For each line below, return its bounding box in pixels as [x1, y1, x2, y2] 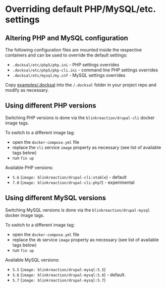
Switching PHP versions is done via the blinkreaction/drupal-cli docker [5, 115, 155, 120]
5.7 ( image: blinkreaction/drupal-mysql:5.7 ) [12, 277, 106, 283]
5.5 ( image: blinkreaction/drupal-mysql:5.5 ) [12, 266, 106, 272]
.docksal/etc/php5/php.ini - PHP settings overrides [12, 62, 119, 67]
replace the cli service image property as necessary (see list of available [12, 144, 162, 150]
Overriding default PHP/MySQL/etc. [5, 3, 156, 15]
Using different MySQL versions [5, 194, 107, 202]
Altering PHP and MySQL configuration [5, 34, 128, 42]
